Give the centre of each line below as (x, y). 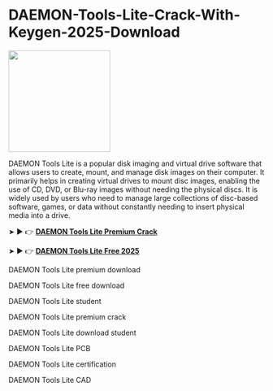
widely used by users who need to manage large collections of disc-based (133, 198)
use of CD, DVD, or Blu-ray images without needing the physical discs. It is (133, 189)
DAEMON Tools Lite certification (62, 364)
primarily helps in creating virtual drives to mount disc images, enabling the (134, 180)
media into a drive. (39, 215)
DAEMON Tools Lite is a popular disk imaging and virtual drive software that (135, 163)
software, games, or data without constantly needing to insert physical (127, 206)
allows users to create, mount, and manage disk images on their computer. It (136, 172)
